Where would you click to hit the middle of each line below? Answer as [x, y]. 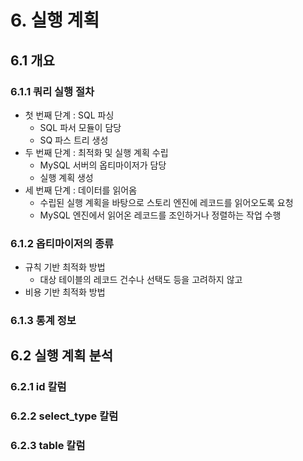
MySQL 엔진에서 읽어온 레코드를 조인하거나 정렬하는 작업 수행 [160, 215]
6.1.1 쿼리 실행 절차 [52, 91]
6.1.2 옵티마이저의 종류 [62, 243]
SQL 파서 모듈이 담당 [80, 127]
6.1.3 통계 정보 [43, 321]
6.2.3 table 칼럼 [48, 446]
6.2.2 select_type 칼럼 [64, 416]
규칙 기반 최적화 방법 [65, 267]
